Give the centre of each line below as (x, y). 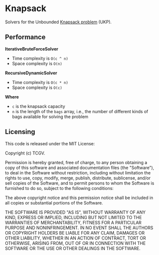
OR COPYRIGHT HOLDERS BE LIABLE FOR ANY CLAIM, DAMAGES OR (75, 233)
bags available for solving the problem (50, 117)
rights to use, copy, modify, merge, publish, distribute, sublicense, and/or (78, 178)
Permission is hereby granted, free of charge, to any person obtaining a (76, 162)
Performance (25, 37)
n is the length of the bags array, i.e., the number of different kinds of (80, 111)
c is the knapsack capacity (38, 106)
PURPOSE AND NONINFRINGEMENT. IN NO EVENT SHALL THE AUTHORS (79, 228)
